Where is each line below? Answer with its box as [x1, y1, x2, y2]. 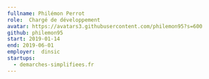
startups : [7, 55, 36, 62]
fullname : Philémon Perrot [7, 10, 85, 17]
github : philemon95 [7, 29, 64, 36]
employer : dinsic [7, 49, 60, 56]
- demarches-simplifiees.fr [13, 61, 95, 68]
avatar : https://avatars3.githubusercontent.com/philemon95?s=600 [7, 23, 203, 30]
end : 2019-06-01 [7, 42, 54, 49]
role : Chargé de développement [7, 16, 100, 23]
